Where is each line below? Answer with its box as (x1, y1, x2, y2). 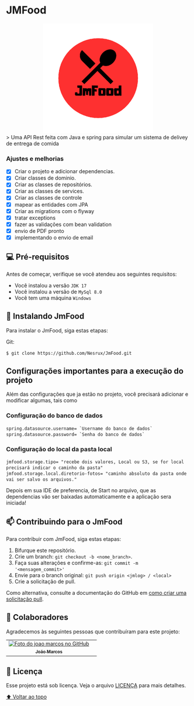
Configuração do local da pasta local (6, 445, 112, 453)
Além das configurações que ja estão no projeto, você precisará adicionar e (6, 390, 189, 398)
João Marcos (35, 649, 63, 655)
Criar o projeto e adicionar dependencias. (14, 168, 115, 175)
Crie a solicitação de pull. (14, 578, 76, 585)
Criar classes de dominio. (14, 174, 76, 181)
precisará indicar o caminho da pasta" (6, 465, 103, 471)
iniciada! (6, 499, 26, 506)
